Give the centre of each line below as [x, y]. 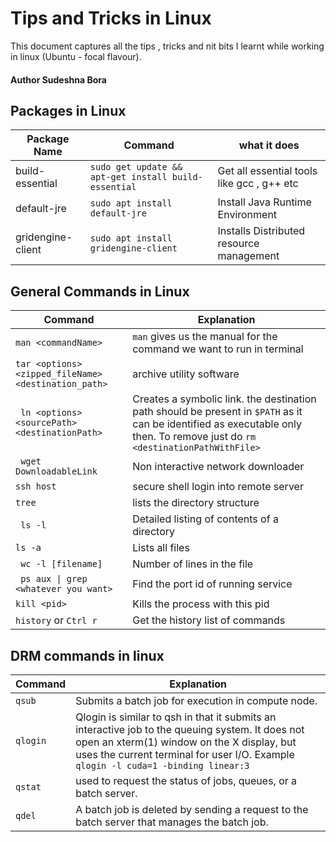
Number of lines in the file [193, 564]
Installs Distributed [261, 231]
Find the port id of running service [212, 584]
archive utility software [186, 374]
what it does [269, 145]
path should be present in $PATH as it [217, 412]
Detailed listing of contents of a [205, 519]
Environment [247, 215]
